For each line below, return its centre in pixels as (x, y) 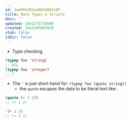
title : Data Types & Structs (35, 14)
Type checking (27, 51)
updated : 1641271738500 (30, 23)
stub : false (17, 33)
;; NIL (12, 65)
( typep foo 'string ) (26, 60)
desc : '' (14, 19)
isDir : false (18, 38)
